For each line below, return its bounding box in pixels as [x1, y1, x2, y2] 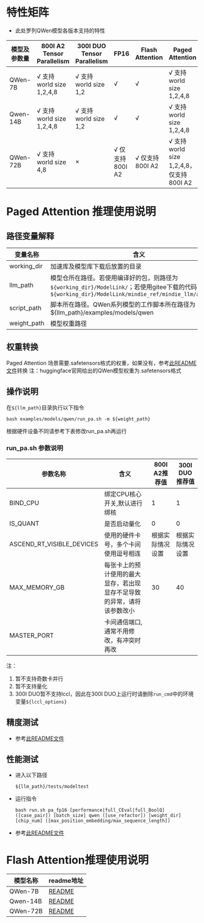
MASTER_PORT [9, 631, 54, 640]
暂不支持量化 [15, 682, 47, 690]
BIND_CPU [9, 498, 39, 507]
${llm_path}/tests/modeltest [15, 783, 89, 790]
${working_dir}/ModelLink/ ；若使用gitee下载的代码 [50, 283, 197, 291]
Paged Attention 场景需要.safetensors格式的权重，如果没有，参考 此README [6, 359, 197, 366]
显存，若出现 [104, 579, 141, 587]
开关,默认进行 [104, 499, 143, 507]
